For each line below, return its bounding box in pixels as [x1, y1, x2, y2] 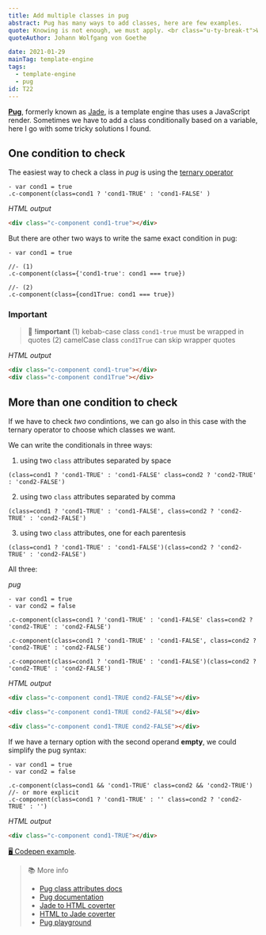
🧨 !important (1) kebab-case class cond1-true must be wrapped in [27, 327, 244, 337]
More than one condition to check [8, 395, 178, 409]
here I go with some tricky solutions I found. [8, 124, 152, 133]
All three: [8, 564, 38, 574]
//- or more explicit [8, 788, 80, 796]
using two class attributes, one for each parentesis [19, 529, 186, 538]
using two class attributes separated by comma [19, 492, 176, 502]
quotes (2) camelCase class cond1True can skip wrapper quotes [27, 335, 236, 345]
